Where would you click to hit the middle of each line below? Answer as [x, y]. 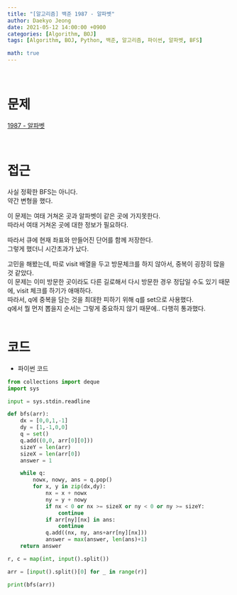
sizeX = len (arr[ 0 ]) [50, 454]
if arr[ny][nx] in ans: [80, 520]
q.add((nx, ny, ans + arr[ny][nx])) [96, 533]
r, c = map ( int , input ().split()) [59, 559]
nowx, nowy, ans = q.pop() [73, 480]
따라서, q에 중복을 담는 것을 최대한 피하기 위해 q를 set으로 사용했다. [100, 299]
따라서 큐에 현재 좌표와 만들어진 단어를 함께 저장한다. [80, 240]
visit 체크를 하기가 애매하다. [55, 290]
